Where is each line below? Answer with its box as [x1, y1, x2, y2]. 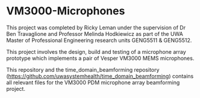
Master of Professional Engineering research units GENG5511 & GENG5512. [6, 36, 192, 44]
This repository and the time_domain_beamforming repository [6, 66, 160, 73]
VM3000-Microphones [6, 4, 125, 18]
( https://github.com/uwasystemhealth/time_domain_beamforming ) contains [6, 72, 194, 79]
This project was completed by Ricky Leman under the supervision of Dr [6, 24, 186, 31]
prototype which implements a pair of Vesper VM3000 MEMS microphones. [6, 54, 195, 62]
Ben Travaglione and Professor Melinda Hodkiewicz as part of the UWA [6, 30, 184, 37]
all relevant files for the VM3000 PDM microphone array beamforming [6, 79, 180, 86]
